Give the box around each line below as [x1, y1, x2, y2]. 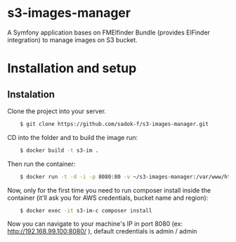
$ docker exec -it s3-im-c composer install [20, 207, 152, 214]
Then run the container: [7, 160, 76, 168]
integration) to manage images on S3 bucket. [7, 35, 138, 44]
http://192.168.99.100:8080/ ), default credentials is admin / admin [7, 227, 197, 236]
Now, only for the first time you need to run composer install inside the [7, 186, 211, 194]
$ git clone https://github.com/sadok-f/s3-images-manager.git [20, 120, 209, 127]
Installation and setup [7, 60, 137, 77]
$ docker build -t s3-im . [20, 146, 99, 154]
